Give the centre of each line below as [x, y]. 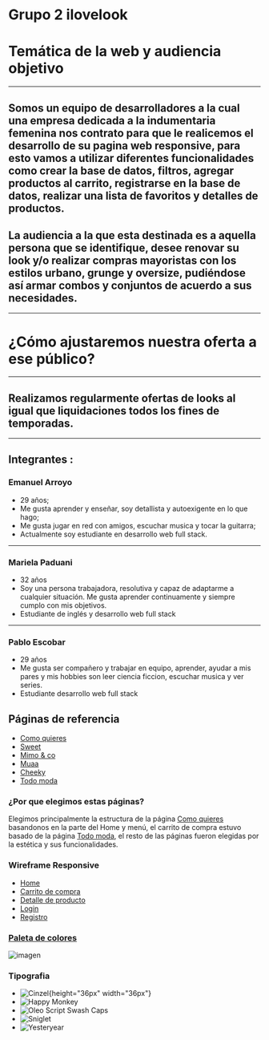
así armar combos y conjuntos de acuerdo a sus [130, 285]
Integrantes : [41, 460]
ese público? [52, 359]
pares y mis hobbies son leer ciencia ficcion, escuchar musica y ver [132, 677]
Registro [34, 917]
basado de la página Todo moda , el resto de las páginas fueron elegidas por [134, 836]
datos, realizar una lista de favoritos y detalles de [133, 195]
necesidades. [43, 298]
